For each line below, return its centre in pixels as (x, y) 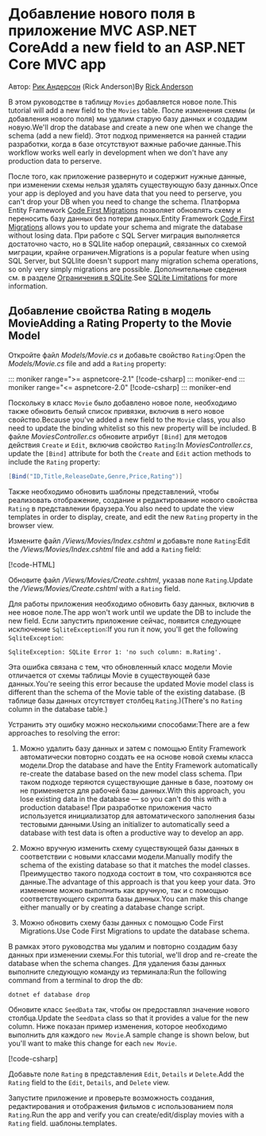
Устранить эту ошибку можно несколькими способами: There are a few (129, 724)
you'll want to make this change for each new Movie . (93, 1043)
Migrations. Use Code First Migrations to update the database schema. (135, 931)
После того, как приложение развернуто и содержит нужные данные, (127, 176)
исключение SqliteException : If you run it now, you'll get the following (123, 629)
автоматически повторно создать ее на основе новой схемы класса (136, 756)
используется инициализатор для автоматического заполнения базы (137, 816)
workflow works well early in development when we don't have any (118, 153)
